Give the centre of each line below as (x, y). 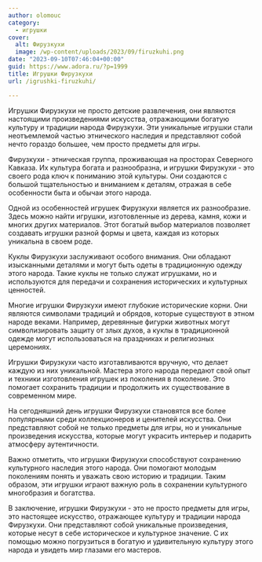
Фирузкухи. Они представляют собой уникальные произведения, (118, 524)
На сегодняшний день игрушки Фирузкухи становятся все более (117, 410)
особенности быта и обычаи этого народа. (80, 193)
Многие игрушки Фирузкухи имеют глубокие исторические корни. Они (128, 305)
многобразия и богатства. (52, 493)
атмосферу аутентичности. (54, 444)
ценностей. (27, 290)
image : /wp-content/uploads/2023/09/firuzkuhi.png (100, 52)
